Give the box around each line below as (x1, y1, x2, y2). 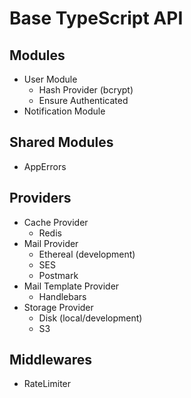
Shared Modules (9, 134, 114, 151)
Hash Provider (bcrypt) (38, 84, 134, 96)
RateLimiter (23, 378, 72, 390)
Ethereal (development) (38, 248, 136, 260)
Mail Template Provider (23, 280, 120, 292)
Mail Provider (23, 237, 79, 249)
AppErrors (23, 160, 67, 172)
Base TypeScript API (9, 7, 184, 30)
